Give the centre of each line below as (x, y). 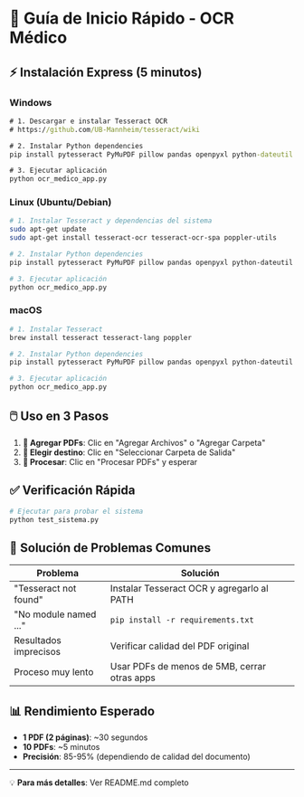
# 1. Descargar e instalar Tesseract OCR (89, 121)
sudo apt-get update (48, 230)
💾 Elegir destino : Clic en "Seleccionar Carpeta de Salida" (129, 452)
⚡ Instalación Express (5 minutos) (106, 72)
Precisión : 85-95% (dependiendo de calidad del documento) (136, 757)
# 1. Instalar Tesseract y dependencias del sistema (111, 221)
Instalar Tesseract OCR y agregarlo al (189, 589)
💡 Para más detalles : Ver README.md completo (100, 783)
